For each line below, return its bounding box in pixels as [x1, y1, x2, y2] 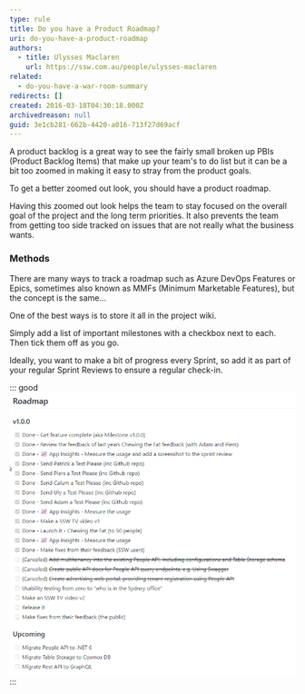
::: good [9, 382, 38, 392]
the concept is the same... [9, 292, 107, 303]
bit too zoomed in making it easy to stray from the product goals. [9, 165, 252, 176]
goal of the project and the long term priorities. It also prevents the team [9, 210, 279, 222]
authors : [9, 44, 43, 53]
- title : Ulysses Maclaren [17, 53, 120, 63]
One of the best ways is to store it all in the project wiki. [9, 310, 217, 321]
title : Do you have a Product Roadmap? [9, 24, 161, 34]
